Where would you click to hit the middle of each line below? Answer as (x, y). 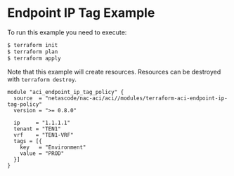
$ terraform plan (33, 52)
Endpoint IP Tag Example (81, 13)
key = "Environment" (53, 147)
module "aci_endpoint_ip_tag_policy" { (66, 92)
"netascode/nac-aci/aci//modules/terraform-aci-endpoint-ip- (136, 98)
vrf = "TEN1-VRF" (44, 135)
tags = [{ (28, 141)
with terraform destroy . (42, 79)
